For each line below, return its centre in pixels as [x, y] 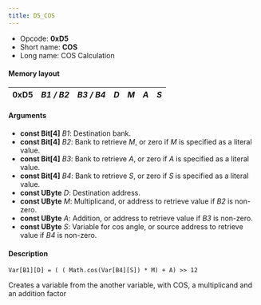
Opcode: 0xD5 [44, 38]
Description [28, 253]
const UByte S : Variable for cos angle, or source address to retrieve [131, 227]
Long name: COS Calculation [67, 55]
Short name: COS [49, 47]
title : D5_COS [32, 16]
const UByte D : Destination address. [80, 193]
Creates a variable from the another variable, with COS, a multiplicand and [130, 285]
